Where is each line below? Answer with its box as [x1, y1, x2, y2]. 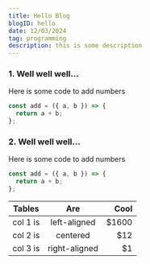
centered [56, 229, 90, 241]
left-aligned [50, 217, 96, 228]
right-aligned [47, 242, 98, 254]
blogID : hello [8, 19, 56, 27]
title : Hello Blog [8, 11, 70, 20]
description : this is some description [8, 42, 143, 50]
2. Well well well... [8, 136, 81, 147]
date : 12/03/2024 [8, 27, 67, 35]
